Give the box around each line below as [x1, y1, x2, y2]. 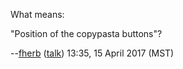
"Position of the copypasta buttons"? [10, 28, 163, 39]
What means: [10, 9, 65, 20]
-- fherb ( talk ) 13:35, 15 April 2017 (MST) [10, 47, 175, 59]
